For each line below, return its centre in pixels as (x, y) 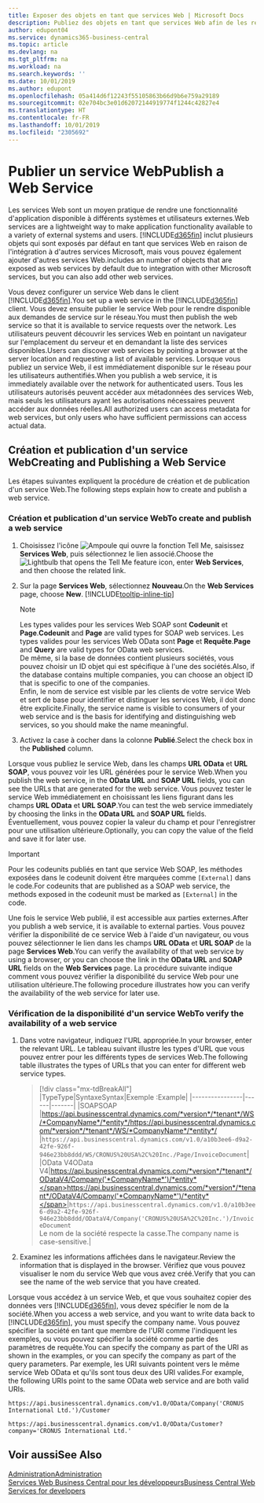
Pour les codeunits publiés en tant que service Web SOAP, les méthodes (125, 869)
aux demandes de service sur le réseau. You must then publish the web (123, 317)
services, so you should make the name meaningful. (104, 725)
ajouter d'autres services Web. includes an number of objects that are (120, 259)
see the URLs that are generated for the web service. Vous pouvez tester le (130, 788)
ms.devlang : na (33, 52)
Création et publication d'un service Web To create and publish (130, 518)
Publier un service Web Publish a (116, 171)
